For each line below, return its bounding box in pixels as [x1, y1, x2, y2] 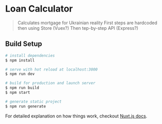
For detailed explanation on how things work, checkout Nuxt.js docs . [5, 113, 147, 119]
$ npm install [5, 57, 35, 63]
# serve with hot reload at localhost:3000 [5, 67, 98, 72]
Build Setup [5, 40, 42, 48]
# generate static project [5, 99, 62, 104]
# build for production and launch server [5, 81, 96, 86]
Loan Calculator [5, 3, 73, 15]
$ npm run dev [5, 72, 35, 77]
